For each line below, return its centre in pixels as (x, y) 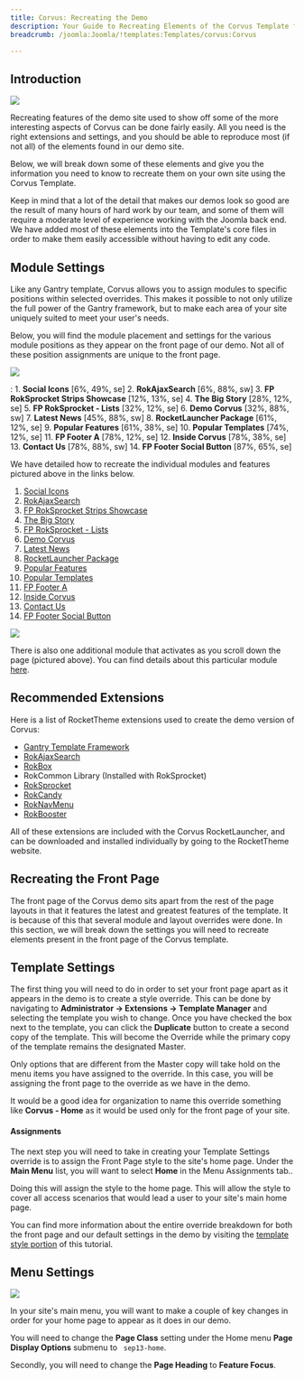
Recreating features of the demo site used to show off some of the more (144, 117)
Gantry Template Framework (76, 747)
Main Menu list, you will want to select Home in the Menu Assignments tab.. (152, 1170)
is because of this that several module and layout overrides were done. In (147, 920)
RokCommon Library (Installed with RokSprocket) (115, 775)
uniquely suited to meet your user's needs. (90, 318)
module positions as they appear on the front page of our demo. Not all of (147, 345)
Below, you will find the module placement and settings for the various (141, 335)
